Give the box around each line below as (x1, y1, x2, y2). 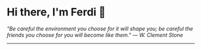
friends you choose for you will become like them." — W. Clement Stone (7, 31, 184, 38)
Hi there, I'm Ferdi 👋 (7, 5, 106, 19)
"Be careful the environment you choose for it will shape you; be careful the (7, 25, 193, 32)
